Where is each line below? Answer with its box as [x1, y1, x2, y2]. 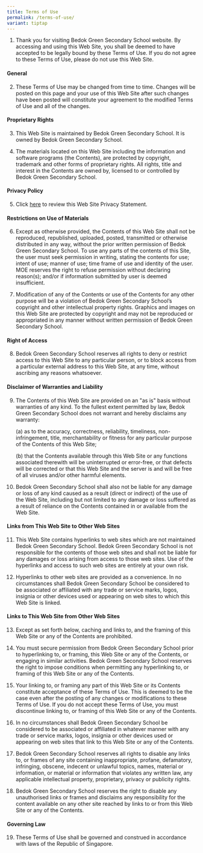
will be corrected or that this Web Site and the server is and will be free [15, 465, 192, 472]
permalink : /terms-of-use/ [7, 14, 75, 21]
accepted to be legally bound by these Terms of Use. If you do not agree [15, 50, 196, 57]
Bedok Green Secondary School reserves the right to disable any [15, 787, 177, 794]
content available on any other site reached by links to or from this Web [15, 800, 193, 807]
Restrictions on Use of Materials [7, 214, 89, 222]
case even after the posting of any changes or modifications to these [15, 695, 187, 701]
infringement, [15, 434, 49, 441]
